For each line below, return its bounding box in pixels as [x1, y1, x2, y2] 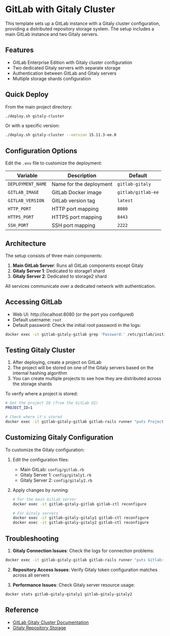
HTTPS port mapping [51, 214, 102, 221]
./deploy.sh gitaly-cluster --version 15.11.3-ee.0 [5, 132, 116, 138]
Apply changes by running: [12, 487, 69, 493]
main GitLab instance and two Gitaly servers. [5, 31, 99, 37]
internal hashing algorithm [12, 370, 67, 376]
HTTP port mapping [51, 206, 99, 213]
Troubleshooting [5, 534, 59, 543]
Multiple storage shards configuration [12, 75, 91, 82]
